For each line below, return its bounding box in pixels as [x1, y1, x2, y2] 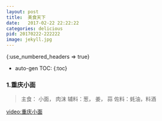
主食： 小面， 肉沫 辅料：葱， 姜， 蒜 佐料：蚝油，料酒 [20, 95, 157, 102]
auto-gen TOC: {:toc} [14, 65, 68, 72]
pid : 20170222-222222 [6, 31, 61, 37]
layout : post [6, 8, 39, 15]
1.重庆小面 [6, 80, 36, 89]
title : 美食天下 [6, 14, 46, 20]
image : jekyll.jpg [6, 37, 52, 43]
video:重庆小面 [6, 108, 43, 116]
